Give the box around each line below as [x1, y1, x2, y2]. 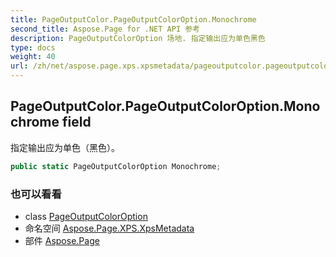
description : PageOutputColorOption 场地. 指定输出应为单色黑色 [10, 33, 266, 43]
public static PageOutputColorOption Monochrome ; [10, 161, 222, 171]
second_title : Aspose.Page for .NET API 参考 [10, 24, 200, 34]
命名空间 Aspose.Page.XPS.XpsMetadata [24, 222, 195, 234]
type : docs [10, 42, 56, 53]
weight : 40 [10, 52, 56, 62]
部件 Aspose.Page [24, 234, 100, 246]
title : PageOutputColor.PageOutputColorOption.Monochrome [10, 14, 257, 25]
